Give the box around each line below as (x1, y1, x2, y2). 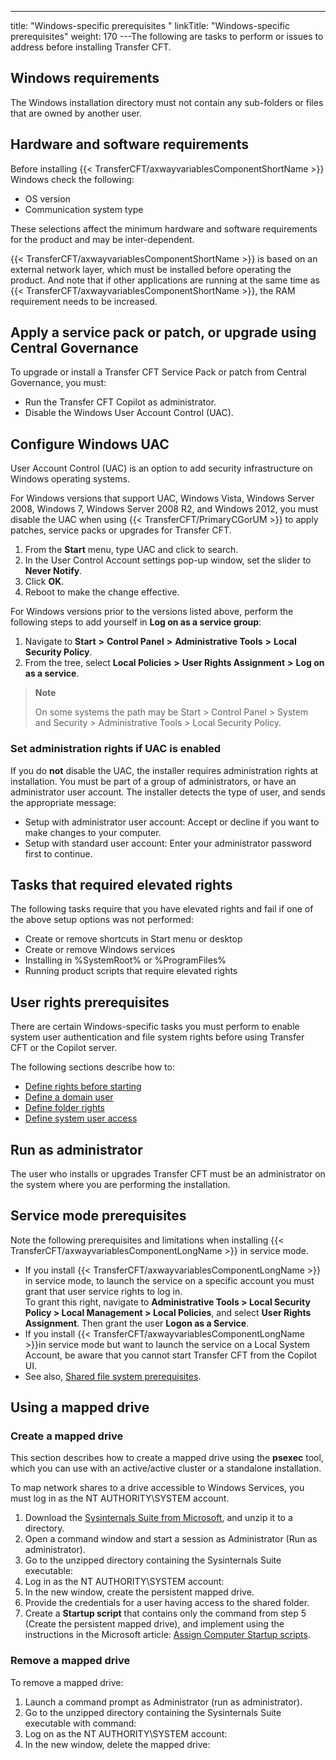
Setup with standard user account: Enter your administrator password (24, 837, 312, 849)
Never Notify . (24, 565, 83, 577)
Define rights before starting (24, 1081, 142, 1093)
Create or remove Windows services (24, 944, 176, 956)
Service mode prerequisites (10, 1207, 187, 1225)
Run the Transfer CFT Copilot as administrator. (24, 396, 217, 408)
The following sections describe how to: (10, 1061, 175, 1073)
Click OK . (24, 576, 65, 588)
